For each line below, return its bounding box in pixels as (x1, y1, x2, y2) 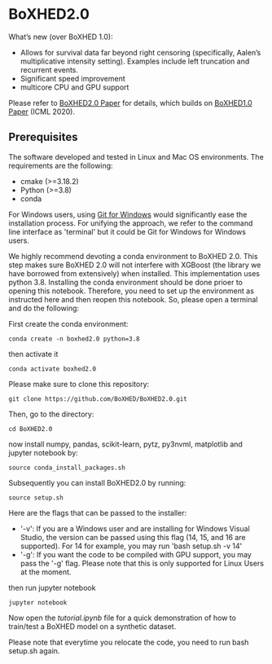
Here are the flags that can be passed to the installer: (8, 508, 187, 517)
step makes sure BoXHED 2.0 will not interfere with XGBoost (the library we (8, 260, 261, 270)
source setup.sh (8, 494, 64, 502)
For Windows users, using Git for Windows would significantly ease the (8, 209, 248, 219)
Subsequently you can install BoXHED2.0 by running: (8, 477, 186, 487)
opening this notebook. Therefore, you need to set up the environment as (8, 286, 255, 296)
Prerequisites (8, 130, 78, 144)
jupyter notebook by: (8, 447, 79, 457)
